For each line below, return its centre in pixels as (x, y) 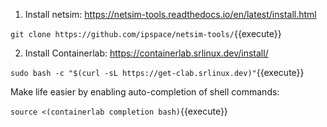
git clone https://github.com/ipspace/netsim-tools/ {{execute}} (146, 33)
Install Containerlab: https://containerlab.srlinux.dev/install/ (146, 53)
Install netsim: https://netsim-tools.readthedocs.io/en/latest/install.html (170, 14)
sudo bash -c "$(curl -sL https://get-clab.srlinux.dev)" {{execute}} (157, 72)
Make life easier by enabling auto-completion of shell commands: (145, 92)
